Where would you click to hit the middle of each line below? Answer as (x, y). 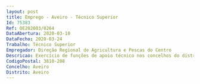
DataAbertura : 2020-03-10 (38, 34)
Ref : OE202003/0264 (30, 28)
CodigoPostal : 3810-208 (36, 61)
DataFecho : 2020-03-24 (34, 39)
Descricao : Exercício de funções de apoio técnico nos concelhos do (93, 56)
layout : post (22, 12)
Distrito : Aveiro (28, 72)
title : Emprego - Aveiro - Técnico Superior (62, 17)
